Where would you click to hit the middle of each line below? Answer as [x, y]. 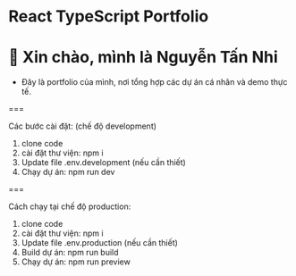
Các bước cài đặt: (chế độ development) [83, 126]
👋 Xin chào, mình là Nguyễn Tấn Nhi [143, 58]
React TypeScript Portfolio [109, 17]
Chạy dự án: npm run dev [68, 172]
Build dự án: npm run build [70, 253]
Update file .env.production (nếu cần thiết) [99, 243]
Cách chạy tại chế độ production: [70, 206]
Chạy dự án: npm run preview [76, 262]
